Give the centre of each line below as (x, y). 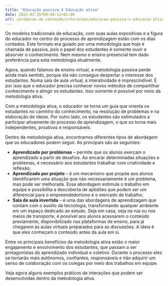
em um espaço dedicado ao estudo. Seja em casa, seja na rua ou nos (84, 211)
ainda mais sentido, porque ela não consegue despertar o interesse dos (79, 75)
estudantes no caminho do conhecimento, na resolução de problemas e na (82, 111)
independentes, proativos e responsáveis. (48, 127)
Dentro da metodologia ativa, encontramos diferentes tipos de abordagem (81, 137)
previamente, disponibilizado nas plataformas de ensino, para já (78, 222)
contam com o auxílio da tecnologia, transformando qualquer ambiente (85, 206)
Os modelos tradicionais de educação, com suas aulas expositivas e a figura (84, 34)
